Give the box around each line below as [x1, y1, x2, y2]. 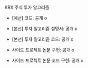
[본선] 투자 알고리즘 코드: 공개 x [11, 36, 73, 42]
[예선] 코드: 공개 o [11, 15, 47, 21]
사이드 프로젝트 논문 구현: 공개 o [11, 47, 75, 52]
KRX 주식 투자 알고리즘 [4, 4, 49, 10]
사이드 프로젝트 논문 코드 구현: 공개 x [11, 57, 84, 63]
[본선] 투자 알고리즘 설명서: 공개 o [11, 25, 78, 31]
